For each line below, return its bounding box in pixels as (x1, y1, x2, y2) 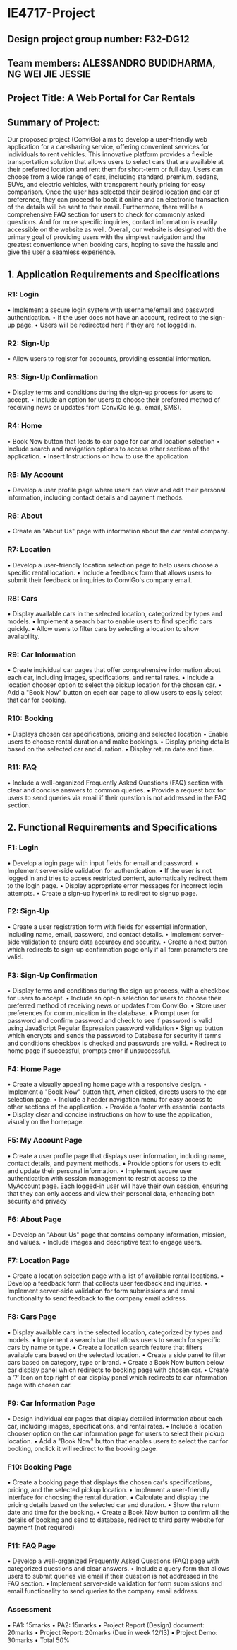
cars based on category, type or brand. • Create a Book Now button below (7, 1358, 224, 1366)
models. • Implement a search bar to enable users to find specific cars (7, 617, 213, 625)
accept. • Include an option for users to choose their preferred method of (7, 396, 221, 404)
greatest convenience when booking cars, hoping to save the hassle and (7, 241, 219, 249)
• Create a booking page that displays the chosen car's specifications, (7, 1478, 212, 1487)
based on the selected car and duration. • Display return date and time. (7, 744, 214, 753)
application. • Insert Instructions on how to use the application (7, 451, 188, 461)
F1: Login (7, 843, 39, 853)
